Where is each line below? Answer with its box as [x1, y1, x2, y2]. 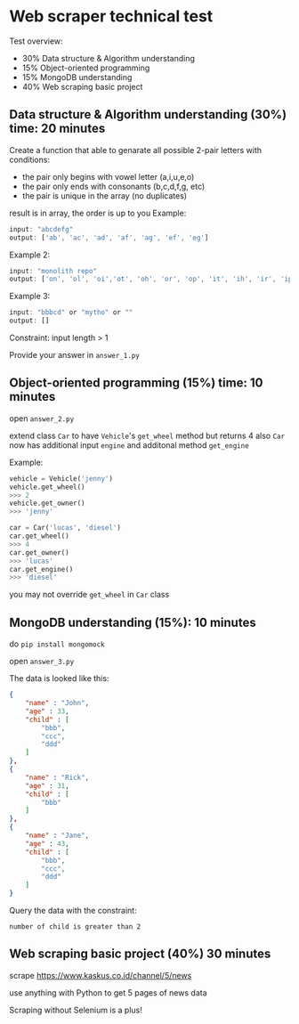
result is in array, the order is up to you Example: [9, 207, 187, 218]
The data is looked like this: [9, 673, 109, 684]
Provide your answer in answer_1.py [9, 350, 140, 360]
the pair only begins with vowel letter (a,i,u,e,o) [21, 171, 195, 182]
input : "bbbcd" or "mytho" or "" [9, 308, 133, 317]
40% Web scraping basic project [21, 81, 143, 92]
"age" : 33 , [25, 706, 69, 716]
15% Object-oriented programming [21, 62, 150, 73]
